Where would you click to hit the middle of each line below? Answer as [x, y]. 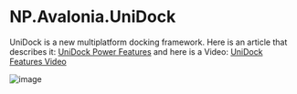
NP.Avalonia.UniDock [93, 17]
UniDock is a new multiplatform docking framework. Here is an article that [148, 42]
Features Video [38, 61]
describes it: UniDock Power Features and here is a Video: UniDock [136, 51]
